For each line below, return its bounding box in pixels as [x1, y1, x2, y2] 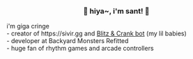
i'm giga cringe [6, 22, 49, 31]
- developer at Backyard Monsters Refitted [6, 37, 129, 45]
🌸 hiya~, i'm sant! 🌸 [82, 6, 150, 16]
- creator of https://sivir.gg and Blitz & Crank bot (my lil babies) [6, 29, 187, 37]
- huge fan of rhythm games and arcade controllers [6, 44, 154, 53]
